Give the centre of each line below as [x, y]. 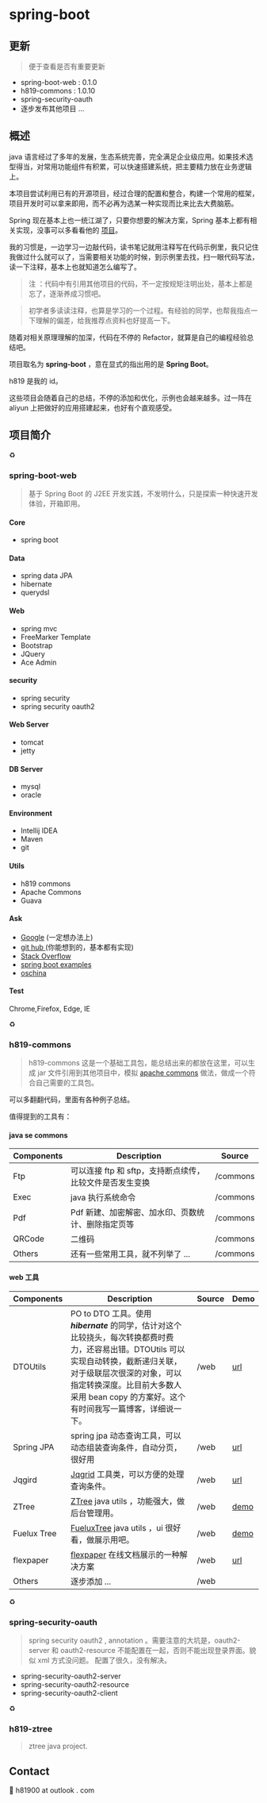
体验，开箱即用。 [56, 503]
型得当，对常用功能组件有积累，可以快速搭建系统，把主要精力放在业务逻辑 [130, 166]
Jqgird [25, 1480]
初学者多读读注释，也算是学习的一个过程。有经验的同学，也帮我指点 [139, 310]
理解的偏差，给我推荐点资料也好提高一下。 [105, 320]
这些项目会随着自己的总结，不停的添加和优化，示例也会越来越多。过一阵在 [130, 398]
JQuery [33, 653]
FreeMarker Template [55, 637]
